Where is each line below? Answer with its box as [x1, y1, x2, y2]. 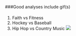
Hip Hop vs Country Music [12, 26, 65, 31]
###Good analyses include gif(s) [5, 4, 71, 9]
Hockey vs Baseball [12, 20, 52, 26]
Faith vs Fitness [12, 15, 44, 20]
